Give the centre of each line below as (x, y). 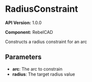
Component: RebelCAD (29, 32)
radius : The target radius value (44, 74)
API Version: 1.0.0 (23, 23)
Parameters (23, 57)
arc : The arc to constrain (37, 69)
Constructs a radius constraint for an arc (46, 41)
